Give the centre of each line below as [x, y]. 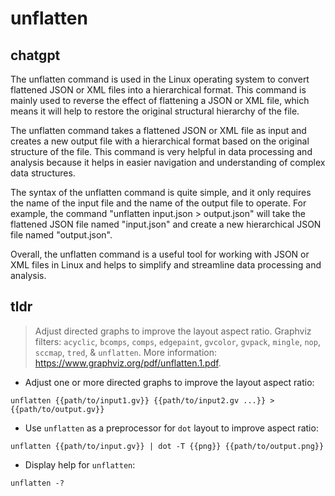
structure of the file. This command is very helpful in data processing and [161, 151]
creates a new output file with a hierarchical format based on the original [160, 141]
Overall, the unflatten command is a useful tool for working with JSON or [160, 254]
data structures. [43, 173]
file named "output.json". [61, 235]
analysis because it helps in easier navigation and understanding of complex [168, 162]
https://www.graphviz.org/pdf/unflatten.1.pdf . [128, 363]
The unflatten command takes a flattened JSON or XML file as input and [158, 130]
